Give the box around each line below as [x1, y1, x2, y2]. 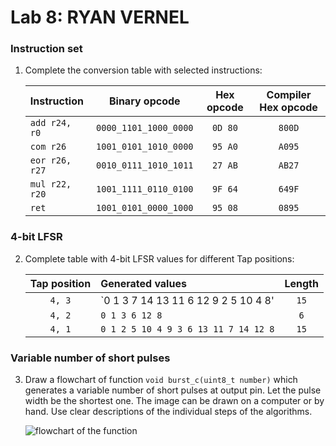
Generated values [100, 276, 187, 290]
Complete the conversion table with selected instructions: [24, 64, 263, 76]
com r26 [29, 141, 67, 153]
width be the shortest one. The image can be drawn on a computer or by [24, 395, 325, 407]
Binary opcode [108, 94, 181, 108]
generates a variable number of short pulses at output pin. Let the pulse [24, 384, 322, 396]
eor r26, [29, 155, 72, 166]
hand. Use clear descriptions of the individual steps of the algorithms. [24, 406, 313, 418]
